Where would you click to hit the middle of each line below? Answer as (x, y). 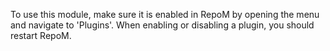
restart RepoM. (41, 35)
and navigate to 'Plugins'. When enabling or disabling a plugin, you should (162, 25)
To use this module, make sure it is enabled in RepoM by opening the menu (165, 14)
